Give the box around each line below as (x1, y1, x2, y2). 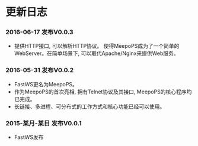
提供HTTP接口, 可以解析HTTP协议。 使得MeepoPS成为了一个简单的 (14, 43, 180, 50)
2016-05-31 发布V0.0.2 (5, 66, 74, 74)
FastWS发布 (14, 134, 44, 141)
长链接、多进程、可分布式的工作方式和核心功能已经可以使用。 (14, 103, 165, 110)
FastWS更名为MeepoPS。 (14, 80, 78, 87)
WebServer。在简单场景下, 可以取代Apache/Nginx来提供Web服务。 (14, 50, 179, 57)
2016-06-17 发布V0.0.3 (5, 28, 74, 36)
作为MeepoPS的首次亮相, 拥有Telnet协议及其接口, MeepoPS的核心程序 (14, 88, 187, 95)
